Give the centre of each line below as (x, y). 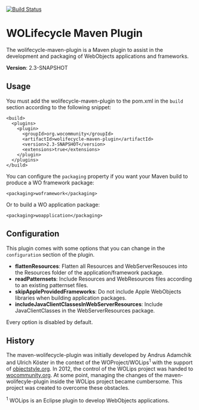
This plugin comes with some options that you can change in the (86, 248)
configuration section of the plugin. (50, 254)
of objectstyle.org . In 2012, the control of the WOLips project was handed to (100, 369)
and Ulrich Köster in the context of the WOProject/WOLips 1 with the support (99, 362)
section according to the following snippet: (59, 107)
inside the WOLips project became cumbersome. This (116, 381)
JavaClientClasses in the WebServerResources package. (85, 310)
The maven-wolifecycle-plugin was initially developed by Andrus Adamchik (99, 355)
